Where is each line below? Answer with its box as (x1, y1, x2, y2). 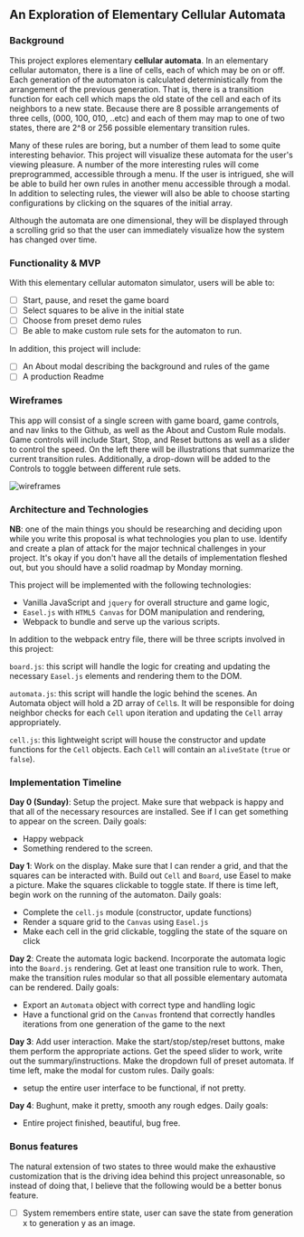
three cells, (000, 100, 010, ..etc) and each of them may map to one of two (9, 112, 285, 123)
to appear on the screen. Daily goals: (9, 816, 147, 826)
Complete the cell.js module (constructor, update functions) (22, 907, 252, 918)
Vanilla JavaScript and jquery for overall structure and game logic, (22, 597, 270, 608)
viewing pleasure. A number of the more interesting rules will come (9, 158, 260, 170)
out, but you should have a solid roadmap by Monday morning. (9, 562, 243, 572)
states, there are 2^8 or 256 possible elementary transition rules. (9, 122, 251, 133)
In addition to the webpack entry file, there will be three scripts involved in (9, 633, 286, 645)
